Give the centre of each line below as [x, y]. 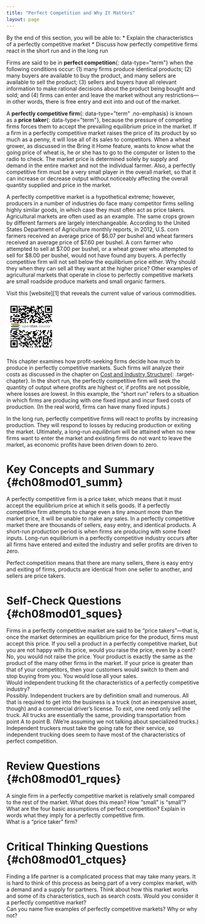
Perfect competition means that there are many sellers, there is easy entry [100, 563]
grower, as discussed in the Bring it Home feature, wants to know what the [100, 146]
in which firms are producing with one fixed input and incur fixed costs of [99, 400]
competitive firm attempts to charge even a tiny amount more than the [95, 512]
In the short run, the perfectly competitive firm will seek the [106, 381]
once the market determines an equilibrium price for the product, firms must [102, 637]
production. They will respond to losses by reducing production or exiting [99, 425]
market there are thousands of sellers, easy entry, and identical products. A [102, 525]
